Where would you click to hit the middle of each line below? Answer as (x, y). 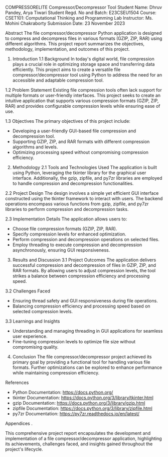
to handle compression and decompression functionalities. (73, 183)
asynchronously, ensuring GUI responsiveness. (61, 250)
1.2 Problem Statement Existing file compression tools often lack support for (83, 90)
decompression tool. (34, 136)
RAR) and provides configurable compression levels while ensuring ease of (83, 106)
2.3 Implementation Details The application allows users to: (66, 219)
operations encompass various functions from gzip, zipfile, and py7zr (77, 204)
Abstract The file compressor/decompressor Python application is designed (83, 33)
